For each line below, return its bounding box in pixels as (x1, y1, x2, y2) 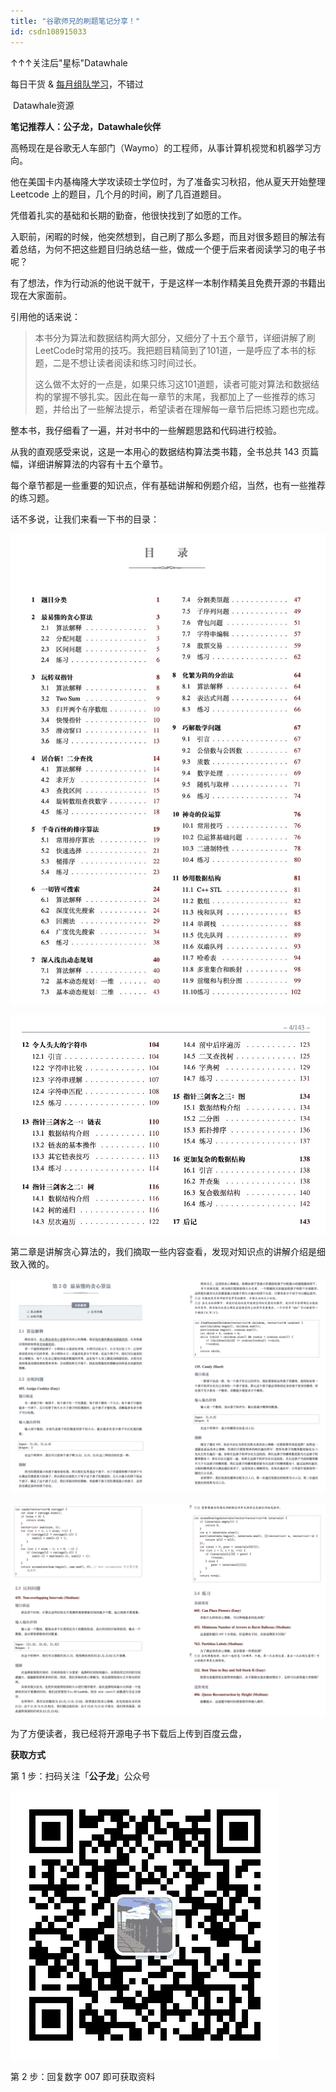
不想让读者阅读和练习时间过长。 (69, 356, 202, 369)
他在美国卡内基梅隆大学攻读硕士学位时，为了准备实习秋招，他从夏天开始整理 (10, 175, 326, 187)
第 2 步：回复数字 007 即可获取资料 (10, 2071, 156, 2083)
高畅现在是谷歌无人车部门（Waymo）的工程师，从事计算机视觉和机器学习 (10, 141, 313, 154)
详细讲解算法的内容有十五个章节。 (27, 458, 168, 470)
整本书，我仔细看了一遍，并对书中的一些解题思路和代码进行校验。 (10, 424, 282, 436)
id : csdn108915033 (10, 26, 87, 37)
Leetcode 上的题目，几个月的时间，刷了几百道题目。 (10, 188, 227, 200)
